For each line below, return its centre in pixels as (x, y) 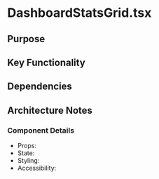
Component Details (41, 130)
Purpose (26, 39)
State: (26, 153)
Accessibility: (37, 168)
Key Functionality (46, 62)
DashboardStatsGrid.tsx (79, 13)
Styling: (28, 161)
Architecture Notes (50, 110)
